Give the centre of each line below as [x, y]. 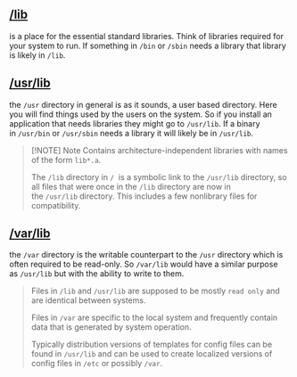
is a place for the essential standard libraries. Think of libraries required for [146, 36]
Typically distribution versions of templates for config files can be [152, 344]
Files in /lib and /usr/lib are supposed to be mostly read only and [156, 291]
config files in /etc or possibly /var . [97, 364]
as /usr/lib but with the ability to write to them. [97, 274]
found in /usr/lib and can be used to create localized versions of [152, 354]
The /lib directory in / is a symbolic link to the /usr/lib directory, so [159, 176]
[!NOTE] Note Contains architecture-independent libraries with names [159, 150]
